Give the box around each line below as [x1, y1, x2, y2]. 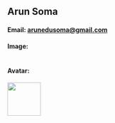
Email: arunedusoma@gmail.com [7, 25, 108, 34]
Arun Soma [7, 6, 58, 18]
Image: [7, 42, 28, 50]
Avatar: [7, 66, 30, 75]
